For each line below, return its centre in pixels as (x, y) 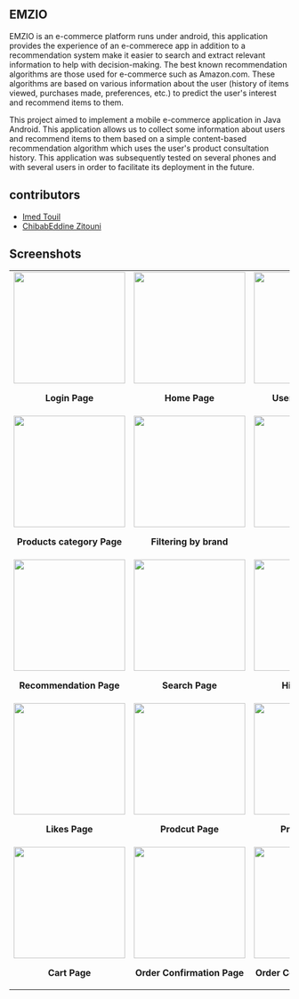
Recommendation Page (69, 685)
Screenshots (45, 254)
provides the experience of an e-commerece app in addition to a (128, 45)
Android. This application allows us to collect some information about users (147, 129)
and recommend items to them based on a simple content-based (128, 138)
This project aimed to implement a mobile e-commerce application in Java (145, 119)
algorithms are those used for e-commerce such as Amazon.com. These (142, 74)
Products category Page (69, 542)
